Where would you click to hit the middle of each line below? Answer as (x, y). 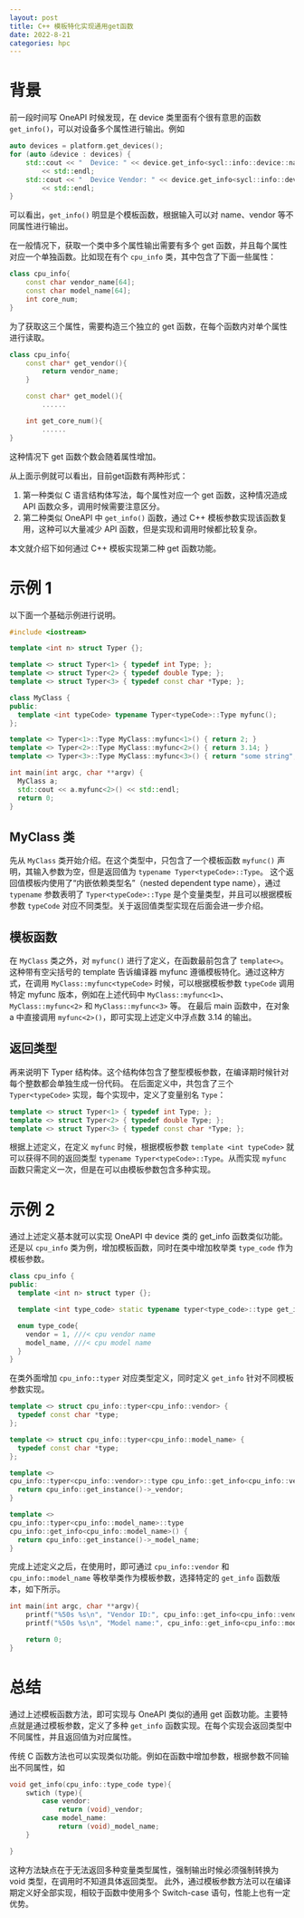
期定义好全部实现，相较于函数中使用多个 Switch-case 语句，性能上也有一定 (150, 1892)
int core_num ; (52, 299)
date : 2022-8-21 (40, 34)
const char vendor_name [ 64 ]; (81, 283)
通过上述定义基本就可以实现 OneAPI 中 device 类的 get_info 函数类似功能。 (148, 1237)
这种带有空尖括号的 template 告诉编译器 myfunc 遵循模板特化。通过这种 (143, 972)
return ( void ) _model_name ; (109, 1826)
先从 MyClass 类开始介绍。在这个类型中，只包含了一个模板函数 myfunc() (142, 861)
